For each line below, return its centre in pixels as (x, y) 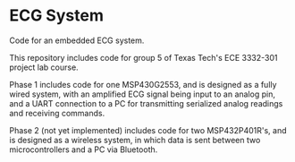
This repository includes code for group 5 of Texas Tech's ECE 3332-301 (143, 57)
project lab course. (44, 67)
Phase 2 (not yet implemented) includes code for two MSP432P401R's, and (148, 130)
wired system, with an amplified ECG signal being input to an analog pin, (142, 94)
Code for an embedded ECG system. (77, 40)
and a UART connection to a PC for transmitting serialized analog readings (146, 103)
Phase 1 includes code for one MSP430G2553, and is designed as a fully (143, 84)
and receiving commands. (57, 113)
